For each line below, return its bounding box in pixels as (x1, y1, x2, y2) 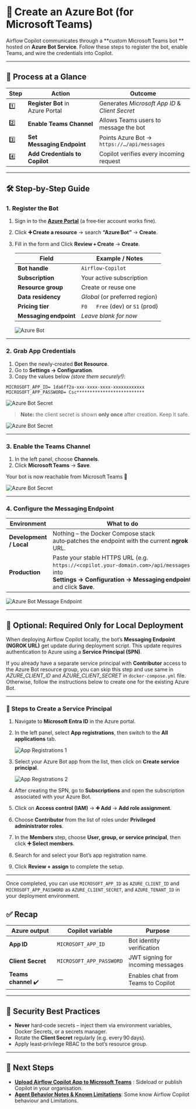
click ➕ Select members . (14, 840, 75, 847)
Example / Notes (96, 255, 143, 263)
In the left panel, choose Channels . (14, 456, 100, 463)
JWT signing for (128, 953, 173, 962)
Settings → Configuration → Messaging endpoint (52, 576, 191, 584)
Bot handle (17, 265, 48, 273)
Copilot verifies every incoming (99, 149, 185, 157)
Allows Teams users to (99, 116, 162, 124)
